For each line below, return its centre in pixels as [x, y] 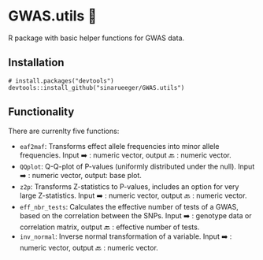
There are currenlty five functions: [64, 131]
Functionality [41, 112]
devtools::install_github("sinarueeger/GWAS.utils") [96, 87]
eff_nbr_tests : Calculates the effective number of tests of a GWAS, [129, 206]
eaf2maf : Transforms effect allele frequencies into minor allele [119, 146]
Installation [36, 63]
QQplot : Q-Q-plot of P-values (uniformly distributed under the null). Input [137, 166]
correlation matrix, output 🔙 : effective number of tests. [109, 227]
